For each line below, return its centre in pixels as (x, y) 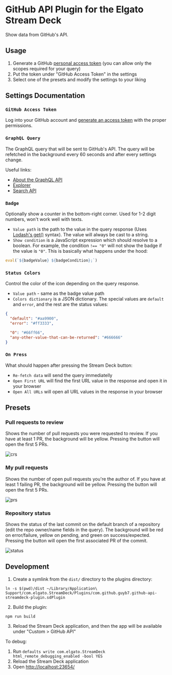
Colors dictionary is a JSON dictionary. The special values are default (88, 299)
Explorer (22, 185)
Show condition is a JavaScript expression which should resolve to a (85, 240)
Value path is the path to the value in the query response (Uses (80, 229)
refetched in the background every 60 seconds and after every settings (81, 154)
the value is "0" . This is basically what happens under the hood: (80, 251)
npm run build (21, 616)
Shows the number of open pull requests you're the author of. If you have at (85, 479)
